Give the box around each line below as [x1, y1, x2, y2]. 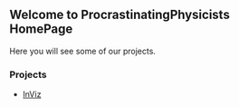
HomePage [9, 22, 73, 37]
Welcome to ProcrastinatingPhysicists [9, 7, 231, 23]
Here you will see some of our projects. [9, 45, 157, 56]
